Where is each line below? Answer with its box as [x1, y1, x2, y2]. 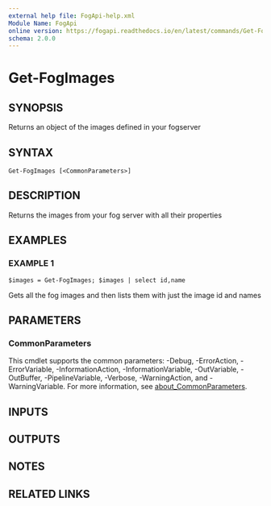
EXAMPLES [8, 234, 67, 247]
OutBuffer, [8, 373, 43, 383]
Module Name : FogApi [8, 19, 78, 27]
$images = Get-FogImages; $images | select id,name [8, 276, 186, 284]
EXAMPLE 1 [8, 258, 55, 269]
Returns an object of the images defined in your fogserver [8, 122, 202, 132]
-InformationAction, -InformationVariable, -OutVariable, [56, 364, 240, 375]
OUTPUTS [8, 433, 60, 446]
